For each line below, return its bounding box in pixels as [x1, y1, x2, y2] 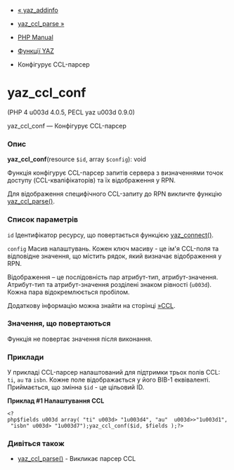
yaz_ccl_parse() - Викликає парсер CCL [17, 455, 136, 463]
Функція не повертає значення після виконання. [7, 335, 152, 343]
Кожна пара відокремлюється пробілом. [7, 288, 130, 296]
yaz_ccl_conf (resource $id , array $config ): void [7, 155, 146, 163]
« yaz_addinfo [17, 6, 58, 14]
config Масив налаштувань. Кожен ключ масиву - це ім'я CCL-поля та [7, 244, 219, 253]
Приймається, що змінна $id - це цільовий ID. [7, 383, 145, 391]
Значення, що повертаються [7, 318, 111, 328]
